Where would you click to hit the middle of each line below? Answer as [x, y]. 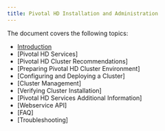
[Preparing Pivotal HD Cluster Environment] [78, 68]
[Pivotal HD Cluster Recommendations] [73, 61]
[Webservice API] [42, 105]
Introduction [34, 46]
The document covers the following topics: [68, 33]
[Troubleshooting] [43, 120]
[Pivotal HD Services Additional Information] [79, 98]
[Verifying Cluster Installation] [59, 90]
